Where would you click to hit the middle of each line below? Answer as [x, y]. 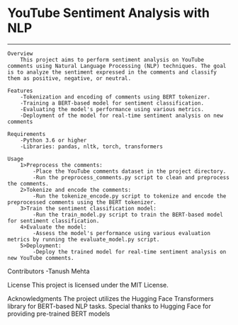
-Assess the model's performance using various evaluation [122, 233]
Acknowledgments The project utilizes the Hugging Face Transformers [110, 298]
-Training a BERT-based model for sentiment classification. [112, 103]
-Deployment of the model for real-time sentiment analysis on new [121, 115]
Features [20, 91]
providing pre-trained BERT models [59, 314]
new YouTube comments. [41, 258]
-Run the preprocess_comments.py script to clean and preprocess [131, 177]
